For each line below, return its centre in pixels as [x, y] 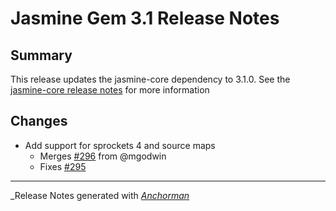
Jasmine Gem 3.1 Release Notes [145, 18]
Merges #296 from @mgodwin [103, 156]
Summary [41, 55]
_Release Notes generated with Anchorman [100, 195]
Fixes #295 [63, 166]
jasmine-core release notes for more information [110, 90]
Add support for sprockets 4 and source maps [120, 145]
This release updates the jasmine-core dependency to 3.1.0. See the [150, 79]
